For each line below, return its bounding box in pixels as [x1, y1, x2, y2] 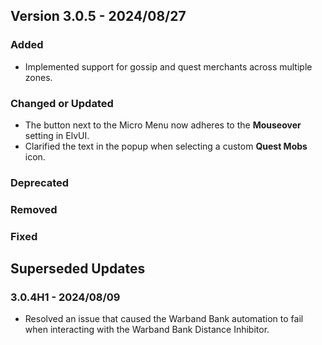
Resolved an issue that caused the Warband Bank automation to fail [24, 313, 304, 325]
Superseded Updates [10, 260, 146, 278]
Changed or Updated [10, 96, 114, 110]
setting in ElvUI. [24, 129, 90, 141]
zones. [24, 71, 53, 83]
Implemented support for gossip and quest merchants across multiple [24, 60, 313, 73]
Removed [10, 202, 58, 216]
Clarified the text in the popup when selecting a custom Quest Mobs [24, 140, 308, 152]
